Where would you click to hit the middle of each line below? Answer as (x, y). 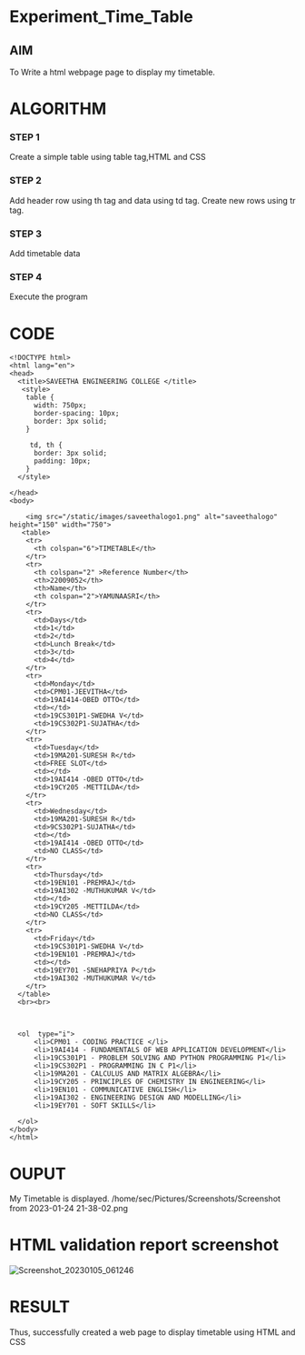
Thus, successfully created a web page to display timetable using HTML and (152, 1332)
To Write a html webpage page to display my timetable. (113, 72)
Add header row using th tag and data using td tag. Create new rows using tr (152, 200)
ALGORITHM (58, 109)
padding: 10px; (62, 461)
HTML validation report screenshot (144, 1245)
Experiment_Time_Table (101, 17)
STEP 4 (26, 277)
